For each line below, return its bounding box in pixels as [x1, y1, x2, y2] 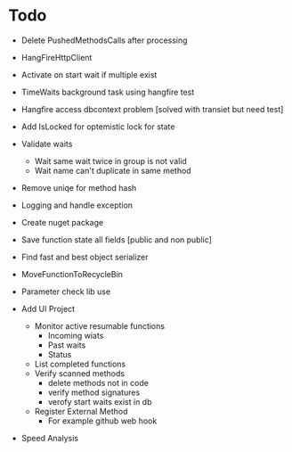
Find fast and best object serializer [20, 251, 149, 262]
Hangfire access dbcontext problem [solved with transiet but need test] [20, 103, 284, 114]
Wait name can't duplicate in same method [34, 165, 192, 176]
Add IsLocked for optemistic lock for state [20, 121, 175, 132]
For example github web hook [47, 415, 158, 426]
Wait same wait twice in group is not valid [34, 155, 188, 166]
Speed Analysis [20, 432, 79, 443]
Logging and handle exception [20, 200, 134, 210]
